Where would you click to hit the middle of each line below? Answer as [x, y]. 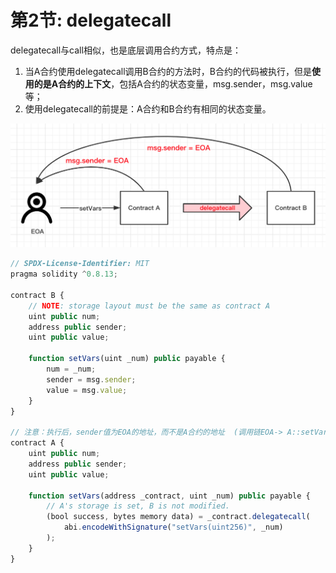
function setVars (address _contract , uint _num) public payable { [169, 496]
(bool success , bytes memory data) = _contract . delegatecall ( [178, 517]
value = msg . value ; [87, 390]
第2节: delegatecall [91, 20]
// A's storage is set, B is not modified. [138, 506]
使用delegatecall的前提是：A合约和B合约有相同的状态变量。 [148, 108]
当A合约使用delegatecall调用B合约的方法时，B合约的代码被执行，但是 [168, 71]
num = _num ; [71, 369]
